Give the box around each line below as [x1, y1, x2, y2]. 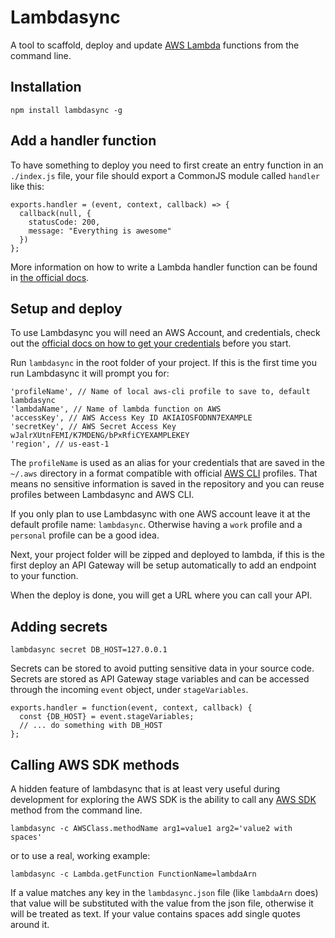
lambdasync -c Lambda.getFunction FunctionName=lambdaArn [10, 869, 257, 879]
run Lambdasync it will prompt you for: [10, 367, 170, 380]
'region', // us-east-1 [10, 439, 110, 450]
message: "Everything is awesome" [28, 226, 172, 236]
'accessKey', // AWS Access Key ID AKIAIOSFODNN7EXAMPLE [10, 413, 253, 423]
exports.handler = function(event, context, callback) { [10, 703, 253, 713]
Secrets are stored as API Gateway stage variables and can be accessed [10, 673, 310, 685]
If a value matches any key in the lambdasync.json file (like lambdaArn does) [10, 887, 319, 898]
